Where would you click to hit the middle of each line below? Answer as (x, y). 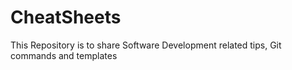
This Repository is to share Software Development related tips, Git (146, 45)
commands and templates (64, 55)
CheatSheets (66, 17)
